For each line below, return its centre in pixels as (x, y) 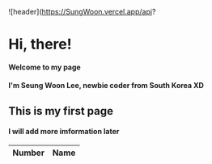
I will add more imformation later (64, 132)
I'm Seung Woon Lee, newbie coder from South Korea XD (106, 86)
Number (28, 153)
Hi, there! (40, 44)
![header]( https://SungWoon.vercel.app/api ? (82, 12)
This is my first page (61, 111)
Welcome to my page (45, 67)
